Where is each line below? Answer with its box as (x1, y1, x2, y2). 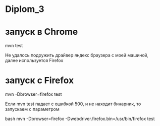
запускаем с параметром (5, 106, 59, 112)
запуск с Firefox (5, 75, 74, 86)
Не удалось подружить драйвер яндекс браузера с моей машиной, (5, 52, 149, 58)
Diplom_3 (5, 3, 45, 15)
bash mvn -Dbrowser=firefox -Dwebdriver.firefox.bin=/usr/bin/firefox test (5, 116, 155, 122)
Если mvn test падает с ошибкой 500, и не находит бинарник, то (5, 101, 141, 107)
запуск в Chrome (5, 26, 78, 38)
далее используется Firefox (5, 58, 63, 63)
